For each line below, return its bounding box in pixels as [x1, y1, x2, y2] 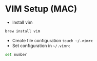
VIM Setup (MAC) [5, 3, 78, 15]
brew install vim [5, 29, 40, 33]
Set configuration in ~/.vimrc [12, 43, 71, 48]
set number [5, 52, 27, 57]
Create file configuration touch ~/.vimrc [12, 37, 93, 43]
